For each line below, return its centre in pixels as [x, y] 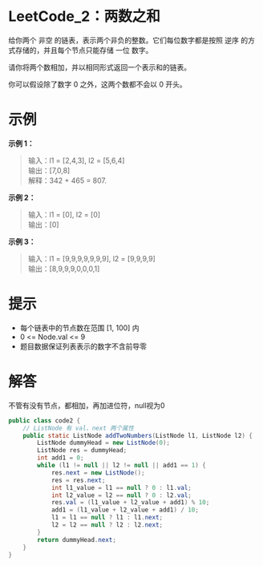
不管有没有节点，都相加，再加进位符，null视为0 [87, 405]
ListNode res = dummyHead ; [82, 451]
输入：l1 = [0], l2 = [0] [64, 214]
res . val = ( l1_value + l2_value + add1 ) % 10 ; [130, 503]
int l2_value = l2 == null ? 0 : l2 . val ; [121, 495]
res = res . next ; [78, 480]
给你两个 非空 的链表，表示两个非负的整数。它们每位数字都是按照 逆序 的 [128, 40]
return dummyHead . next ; [77, 540]
